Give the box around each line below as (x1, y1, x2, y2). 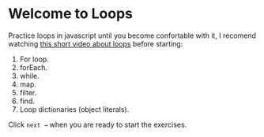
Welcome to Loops (8, 5, 133, 23)
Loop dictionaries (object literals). (19, 104, 130, 114)
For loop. (19, 54, 49, 64)
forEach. (19, 62, 48, 72)
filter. (19, 87, 37, 97)
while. (19, 71, 40, 80)
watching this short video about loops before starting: (8, 39, 183, 48)
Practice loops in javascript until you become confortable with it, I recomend (8, 31, 257, 40)
